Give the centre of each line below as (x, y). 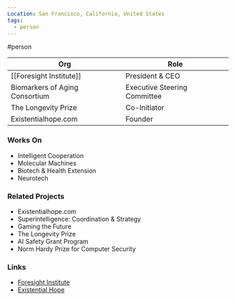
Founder (139, 119)
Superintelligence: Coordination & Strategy (79, 219)
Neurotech (33, 178)
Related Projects (36, 196)
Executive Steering (156, 87)
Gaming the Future (44, 226)
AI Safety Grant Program (53, 241)
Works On (25, 140)
